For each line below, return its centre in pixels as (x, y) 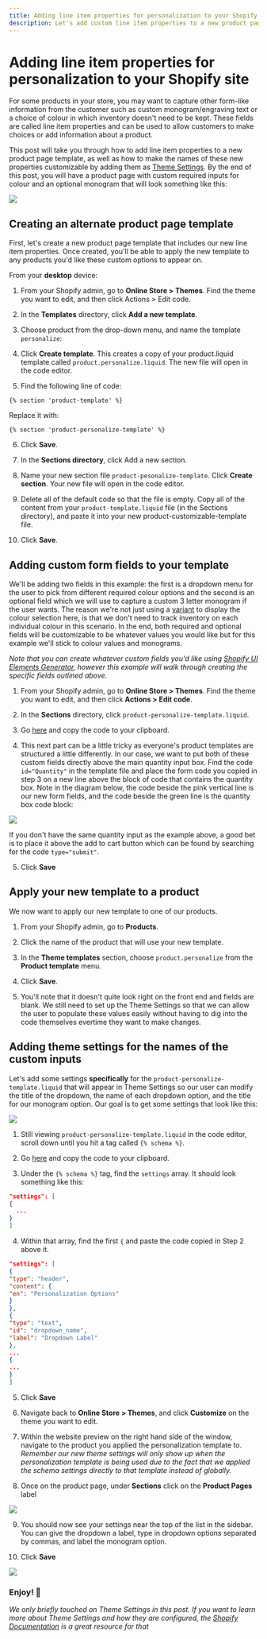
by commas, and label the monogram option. (93, 1541)
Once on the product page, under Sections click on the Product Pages (136, 1486)
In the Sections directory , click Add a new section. (104, 460)
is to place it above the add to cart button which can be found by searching (132, 844)
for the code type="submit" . (54, 852)
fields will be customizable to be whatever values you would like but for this (132, 635)
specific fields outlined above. (58, 675)
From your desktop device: (53, 276)
